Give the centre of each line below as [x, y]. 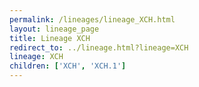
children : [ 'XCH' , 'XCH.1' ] [68, 66]
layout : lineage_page [54, 29]
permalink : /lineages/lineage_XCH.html [92, 19]
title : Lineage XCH [50, 38]
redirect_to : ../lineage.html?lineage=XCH [99, 47]
